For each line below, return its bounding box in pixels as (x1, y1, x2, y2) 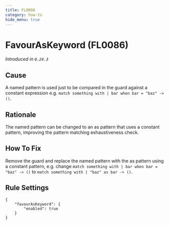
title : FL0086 (5, 7, 36, 13)
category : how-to (5, 12, 43, 17)
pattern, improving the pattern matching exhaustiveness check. (5, 129, 139, 135)
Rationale (5, 110, 36, 119)
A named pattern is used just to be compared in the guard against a (5, 85, 147, 91)
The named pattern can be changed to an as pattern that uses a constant (5, 124, 160, 130)
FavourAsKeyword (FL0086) (5, 39, 129, 51)
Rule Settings (5, 183, 49, 192)
